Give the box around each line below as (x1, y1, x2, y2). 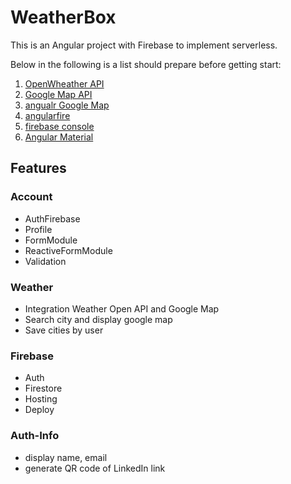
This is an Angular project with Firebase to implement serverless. (10, 39, 278, 51)
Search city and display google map (24, 313, 173, 325)
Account (10, 190, 53, 204)
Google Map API (24, 88, 93, 100)
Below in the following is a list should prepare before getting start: (10, 58, 282, 70)
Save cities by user (24, 324, 104, 336)
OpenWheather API (24, 77, 105, 90)
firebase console (24, 120, 95, 132)
